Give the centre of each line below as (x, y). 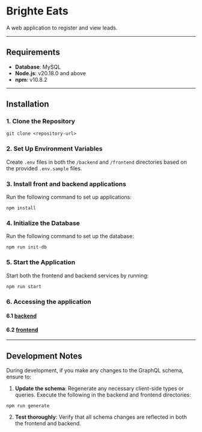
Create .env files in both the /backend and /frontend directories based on (97, 162)
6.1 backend (22, 316)
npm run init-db (26, 247)
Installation (28, 104)
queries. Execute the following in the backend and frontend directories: (103, 395)
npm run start (24, 286)
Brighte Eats (38, 11)
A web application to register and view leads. (62, 28)
